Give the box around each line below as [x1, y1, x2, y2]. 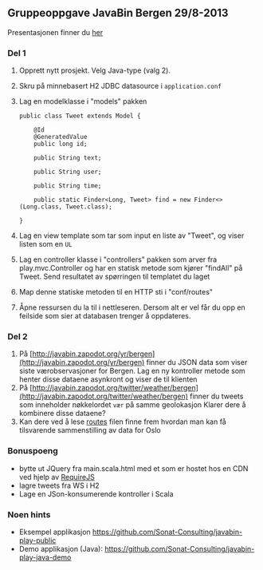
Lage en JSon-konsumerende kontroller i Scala [18, 489, 174, 498]
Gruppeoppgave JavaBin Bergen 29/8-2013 [7, 6, 229, 20]
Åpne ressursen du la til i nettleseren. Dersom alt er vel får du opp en [18, 303, 246, 312]
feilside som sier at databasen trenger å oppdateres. [18, 311, 191, 321]
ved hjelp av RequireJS [18, 472, 95, 481]
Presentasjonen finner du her [7, 27, 104, 37]
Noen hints [7, 509, 51, 520]
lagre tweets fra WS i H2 [18, 481, 100, 490]
